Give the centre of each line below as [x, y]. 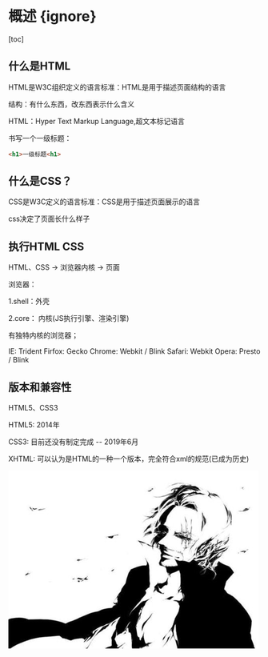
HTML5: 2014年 [34, 425]
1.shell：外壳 [29, 302]
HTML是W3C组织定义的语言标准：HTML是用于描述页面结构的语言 [117, 87]
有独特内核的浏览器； [43, 335]
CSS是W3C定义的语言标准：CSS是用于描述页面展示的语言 [104, 202]
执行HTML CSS [46, 246]
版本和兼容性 [40, 387]
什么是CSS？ [40, 181]
